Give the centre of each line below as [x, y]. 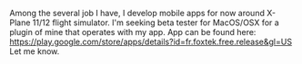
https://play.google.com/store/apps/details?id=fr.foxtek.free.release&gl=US [151, 41]
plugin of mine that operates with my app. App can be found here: [133, 32]
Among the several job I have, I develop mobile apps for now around [137, 13]
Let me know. [35, 51]
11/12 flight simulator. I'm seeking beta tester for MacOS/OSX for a [156, 23]
